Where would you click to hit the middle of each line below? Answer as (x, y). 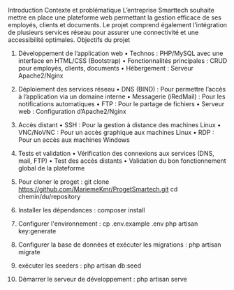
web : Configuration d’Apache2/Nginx (72, 111)
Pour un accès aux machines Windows (74, 140)
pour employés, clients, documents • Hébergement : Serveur (106, 68)
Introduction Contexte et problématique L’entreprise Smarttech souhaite (111, 10)
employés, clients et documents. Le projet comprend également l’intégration (118, 25)
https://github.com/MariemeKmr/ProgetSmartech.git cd (98, 189)
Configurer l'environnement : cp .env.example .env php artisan (108, 224)
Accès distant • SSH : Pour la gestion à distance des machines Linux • (119, 125)
